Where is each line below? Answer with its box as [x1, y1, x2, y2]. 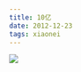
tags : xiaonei [9, 29, 62, 38]
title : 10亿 [9, 12, 52, 22]
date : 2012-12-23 [9, 21, 73, 30]
